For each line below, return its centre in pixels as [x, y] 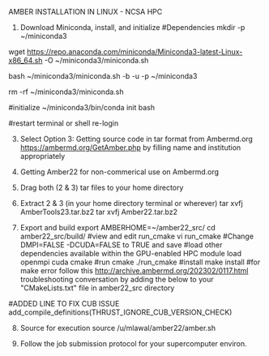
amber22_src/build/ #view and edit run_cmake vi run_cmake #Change [137, 236]
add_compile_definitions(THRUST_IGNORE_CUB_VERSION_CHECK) [120, 312]
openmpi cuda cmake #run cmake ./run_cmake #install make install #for [140, 262]
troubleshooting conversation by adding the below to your [117, 279]
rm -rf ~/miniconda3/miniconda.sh [66, 92]
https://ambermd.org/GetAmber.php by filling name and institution [130, 148]
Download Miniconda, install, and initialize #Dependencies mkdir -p [132, 27]
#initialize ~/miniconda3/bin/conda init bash [82, 107]
